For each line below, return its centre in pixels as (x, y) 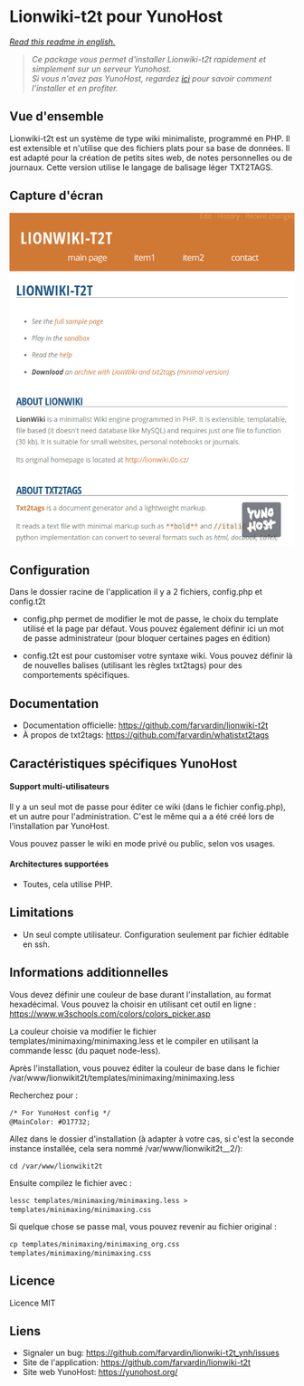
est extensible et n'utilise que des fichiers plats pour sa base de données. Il (150, 148)
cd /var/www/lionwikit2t (56, 1166)
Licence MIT (33, 1303)
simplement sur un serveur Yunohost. (101, 69)
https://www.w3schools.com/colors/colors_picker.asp (110, 1013)
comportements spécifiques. (76, 675)
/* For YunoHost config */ (60, 1113)
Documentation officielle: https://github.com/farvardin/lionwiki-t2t (145, 725)
